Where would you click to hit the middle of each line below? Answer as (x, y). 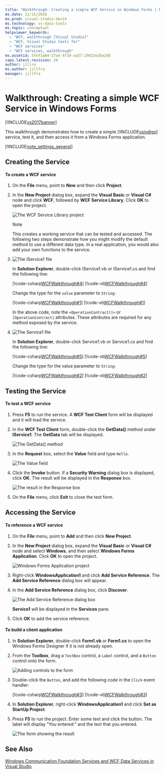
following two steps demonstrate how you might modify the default (80, 239)
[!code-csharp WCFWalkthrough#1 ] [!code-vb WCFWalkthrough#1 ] (79, 303)
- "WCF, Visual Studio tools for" (45, 42)
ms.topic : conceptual (27, 28)
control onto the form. (34, 661)
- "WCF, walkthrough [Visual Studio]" (49, 37)
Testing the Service (36, 391)
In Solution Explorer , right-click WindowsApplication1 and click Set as (84, 704)
